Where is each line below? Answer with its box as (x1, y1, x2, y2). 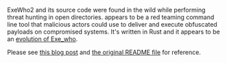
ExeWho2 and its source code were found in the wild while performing (7, 6, 206, 14)
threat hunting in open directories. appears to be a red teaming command (7, 13, 215, 21)
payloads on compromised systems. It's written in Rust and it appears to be (7, 27, 221, 36)
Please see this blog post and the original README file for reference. (7, 48, 201, 56)
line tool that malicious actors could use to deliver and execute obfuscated (7, 21, 217, 28)
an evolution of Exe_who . (7, 35, 78, 43)
